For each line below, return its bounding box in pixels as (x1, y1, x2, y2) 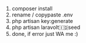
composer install (11, 5, 53, 12)
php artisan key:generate (11, 18, 74, 24)
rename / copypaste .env (11, 11, 73, 18)
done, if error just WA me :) (11, 31, 78, 37)
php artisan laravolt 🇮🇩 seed (11, 24, 81, 31)
